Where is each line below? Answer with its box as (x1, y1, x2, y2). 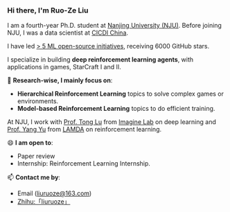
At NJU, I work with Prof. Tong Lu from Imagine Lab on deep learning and (7, 118, 216, 126)
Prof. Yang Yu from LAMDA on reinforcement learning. (7, 125, 161, 134)
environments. (17, 97, 59, 105)
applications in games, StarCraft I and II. (7, 63, 121, 71)
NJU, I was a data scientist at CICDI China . (7, 28, 129, 37)
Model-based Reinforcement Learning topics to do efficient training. (17, 105, 215, 113)
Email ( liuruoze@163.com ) (17, 189, 92, 197)
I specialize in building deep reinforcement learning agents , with (7, 55, 194, 64)
